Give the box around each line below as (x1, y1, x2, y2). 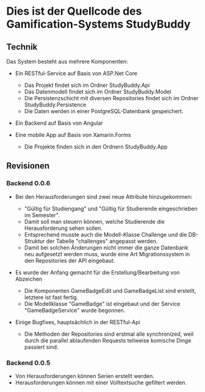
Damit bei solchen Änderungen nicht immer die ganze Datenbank (24, 243, 189, 251)
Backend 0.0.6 (6, 179, 51, 188)
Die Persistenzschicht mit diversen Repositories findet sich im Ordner (24, 95, 199, 102)
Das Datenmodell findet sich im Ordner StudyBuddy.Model (24, 88, 171, 95)
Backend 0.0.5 (6, 358, 51, 367)
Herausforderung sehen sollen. (24, 224, 103, 232)
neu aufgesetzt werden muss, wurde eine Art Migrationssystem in (24, 250, 190, 257)
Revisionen (6, 161, 50, 171)
